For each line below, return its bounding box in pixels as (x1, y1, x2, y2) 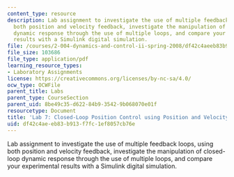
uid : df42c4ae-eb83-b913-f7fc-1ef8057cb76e (7, 120, 136, 128)
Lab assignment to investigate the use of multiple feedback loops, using (7, 139, 214, 148)
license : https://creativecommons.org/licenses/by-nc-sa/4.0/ (7, 75, 192, 82)
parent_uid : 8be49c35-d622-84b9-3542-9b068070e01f (7, 101, 157, 108)
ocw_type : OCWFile (7, 82, 61, 88)
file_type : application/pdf (7, 56, 89, 63)
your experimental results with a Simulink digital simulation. (7, 162, 178, 170)
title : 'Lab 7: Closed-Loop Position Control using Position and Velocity (7, 114, 229, 121)
